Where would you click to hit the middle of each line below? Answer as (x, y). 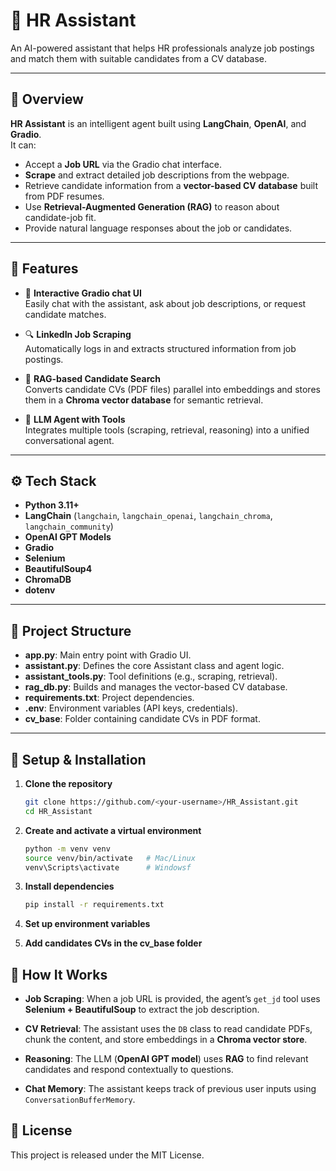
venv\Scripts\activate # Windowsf (108, 867)
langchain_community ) (69, 526)
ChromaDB (48, 580)
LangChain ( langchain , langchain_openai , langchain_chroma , (148, 516)
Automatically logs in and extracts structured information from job (160, 348)
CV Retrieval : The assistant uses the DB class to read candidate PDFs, (168, 1029)
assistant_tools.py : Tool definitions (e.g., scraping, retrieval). (151, 676)
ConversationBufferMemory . (80, 1100)
